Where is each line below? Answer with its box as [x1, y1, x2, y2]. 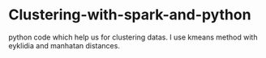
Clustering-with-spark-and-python [8, 6, 251, 24]
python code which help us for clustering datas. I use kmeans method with [8, 32, 258, 42]
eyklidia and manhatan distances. [8, 40, 120, 50]
